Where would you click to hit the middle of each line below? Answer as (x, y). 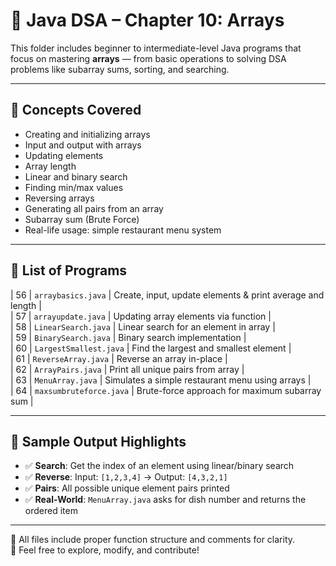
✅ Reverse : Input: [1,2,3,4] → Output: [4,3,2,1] (126, 477)
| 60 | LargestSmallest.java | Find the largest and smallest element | (151, 348)
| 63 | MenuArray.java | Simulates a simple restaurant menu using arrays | (161, 380)
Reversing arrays (59, 198)
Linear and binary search (76, 176)
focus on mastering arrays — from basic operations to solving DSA (148, 58)
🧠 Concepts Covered (76, 110)
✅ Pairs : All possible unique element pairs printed (127, 488)
